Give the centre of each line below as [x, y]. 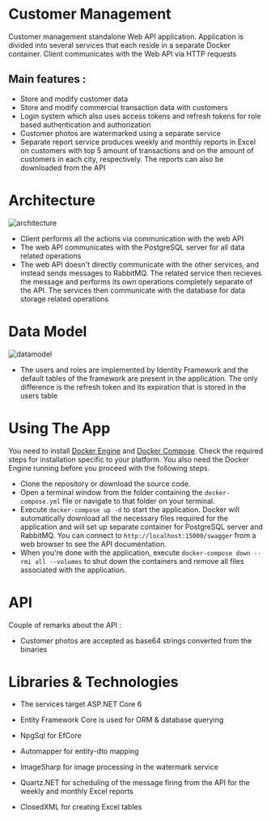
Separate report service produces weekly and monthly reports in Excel [138, 142]
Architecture [52, 200]
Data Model [48, 331]
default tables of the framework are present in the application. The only [139, 378]
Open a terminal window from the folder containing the [111, 492]
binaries [34, 649]
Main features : [47, 79]
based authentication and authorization [85, 124]
